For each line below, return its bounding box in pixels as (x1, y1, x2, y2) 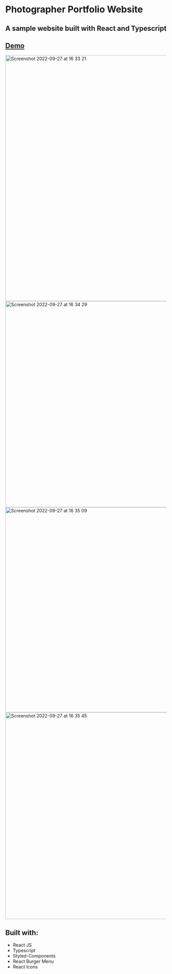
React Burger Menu (12, 958, 54, 965)
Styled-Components (12, 953, 56, 959)
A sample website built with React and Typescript (5, 24, 167, 33)
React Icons (12, 964, 38, 970)
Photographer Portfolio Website (5, 4, 143, 15)
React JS (12, 942, 32, 948)
